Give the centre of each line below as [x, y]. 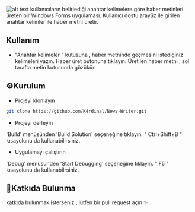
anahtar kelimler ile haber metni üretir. [52, 22]
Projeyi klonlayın [35, 100]
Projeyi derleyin [34, 122]
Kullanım [23, 41]
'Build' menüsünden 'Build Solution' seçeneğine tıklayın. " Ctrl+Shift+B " [94, 134]
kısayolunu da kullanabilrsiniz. [43, 170]
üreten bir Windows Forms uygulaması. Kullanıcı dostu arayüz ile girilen [93, 15]
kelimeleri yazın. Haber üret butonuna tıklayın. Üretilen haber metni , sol [102, 61]
